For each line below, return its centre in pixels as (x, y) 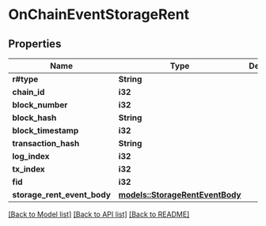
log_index (31, 156)
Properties (35, 44)
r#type (25, 79)
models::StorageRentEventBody (180, 195)
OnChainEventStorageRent (99, 15)
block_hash (34, 118)
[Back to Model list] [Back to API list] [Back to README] (99, 214)
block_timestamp (46, 130)
